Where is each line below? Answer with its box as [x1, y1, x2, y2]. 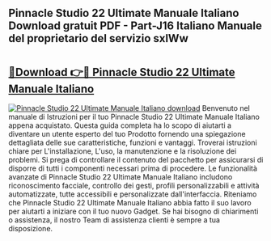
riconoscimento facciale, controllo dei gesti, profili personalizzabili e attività [8, 181, 260, 190]
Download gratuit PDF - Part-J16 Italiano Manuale [8, 19, 263, 33]
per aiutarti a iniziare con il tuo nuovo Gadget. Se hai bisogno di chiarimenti [8, 206, 259, 216]
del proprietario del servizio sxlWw [8, 32, 188, 45]
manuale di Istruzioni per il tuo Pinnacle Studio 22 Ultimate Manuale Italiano [8, 112, 260, 121]
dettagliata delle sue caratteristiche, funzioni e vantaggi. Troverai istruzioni [8, 137, 257, 147]
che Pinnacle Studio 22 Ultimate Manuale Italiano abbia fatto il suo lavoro [8, 198, 252, 207]
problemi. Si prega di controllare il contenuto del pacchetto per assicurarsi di [8, 155, 264, 164]
